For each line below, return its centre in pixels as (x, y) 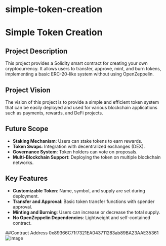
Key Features (27, 178)
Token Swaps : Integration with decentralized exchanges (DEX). (79, 146)
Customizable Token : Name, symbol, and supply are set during (79, 190)
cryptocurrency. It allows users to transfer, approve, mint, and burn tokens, (83, 69)
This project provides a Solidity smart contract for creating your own (76, 63)
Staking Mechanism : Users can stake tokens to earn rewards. (77, 141)
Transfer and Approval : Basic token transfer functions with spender (84, 201)
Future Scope (27, 129)
